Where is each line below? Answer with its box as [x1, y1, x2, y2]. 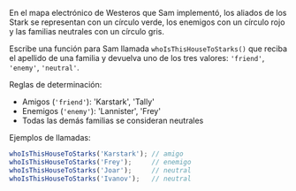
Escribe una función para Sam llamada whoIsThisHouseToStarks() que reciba [9, 43, 288, 54]
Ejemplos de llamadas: [9, 133, 91, 142]
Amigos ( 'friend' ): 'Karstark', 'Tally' [21, 96, 155, 107]
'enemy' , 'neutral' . [9, 62, 80, 73]
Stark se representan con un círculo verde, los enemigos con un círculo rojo [9, 17, 285, 27]
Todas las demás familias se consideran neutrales [21, 115, 204, 126]
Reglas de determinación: [9, 80, 102, 89]
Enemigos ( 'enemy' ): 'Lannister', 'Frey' [21, 106, 162, 116]
